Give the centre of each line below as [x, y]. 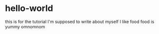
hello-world [29, 8]
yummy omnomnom [25, 26]
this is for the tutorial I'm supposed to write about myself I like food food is [80, 22]
